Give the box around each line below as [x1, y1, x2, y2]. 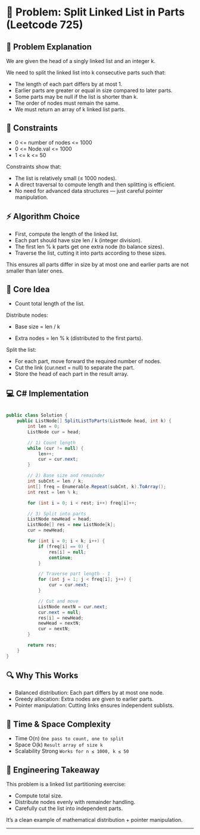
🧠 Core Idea [6, 284, 50, 295]
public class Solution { [6, 412, 68, 418]
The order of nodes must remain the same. [14, 99, 120, 107]
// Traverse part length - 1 [37, 571, 111, 577]
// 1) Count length [27, 440, 76, 446]
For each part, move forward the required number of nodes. [14, 358, 162, 365]
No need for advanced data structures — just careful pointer [14, 187, 164, 194]
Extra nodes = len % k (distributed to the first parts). [14, 334, 143, 342]
